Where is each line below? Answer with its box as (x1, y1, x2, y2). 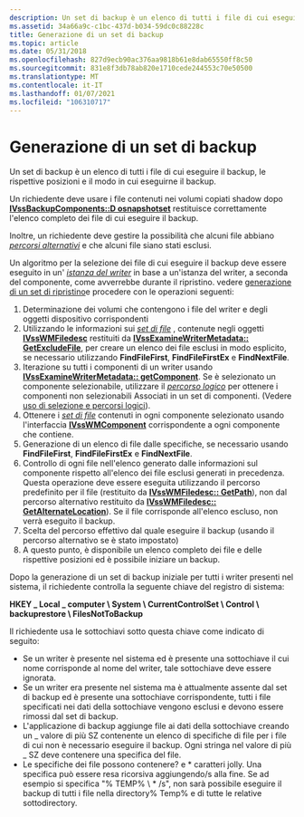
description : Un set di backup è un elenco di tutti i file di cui (9, 13, 270, 23)
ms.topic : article (9, 38, 79, 48)
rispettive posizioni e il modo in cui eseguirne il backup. (9, 176, 217, 187)
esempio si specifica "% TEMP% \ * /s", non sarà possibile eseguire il (22, 778, 282, 789)
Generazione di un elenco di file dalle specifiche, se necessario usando (22, 438, 289, 449)
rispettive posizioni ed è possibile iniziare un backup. (22, 554, 220, 565)
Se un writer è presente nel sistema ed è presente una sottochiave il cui (22, 653, 290, 664)
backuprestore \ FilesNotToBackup (9, 609, 143, 620)
